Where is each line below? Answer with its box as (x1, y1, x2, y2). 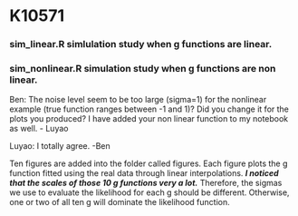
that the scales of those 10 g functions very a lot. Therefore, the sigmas (9, 178, 283, 189)
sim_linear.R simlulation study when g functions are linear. (9, 38, 273, 51)
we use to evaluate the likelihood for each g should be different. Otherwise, (9, 187, 290, 198)
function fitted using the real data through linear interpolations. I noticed (9, 168, 279, 179)
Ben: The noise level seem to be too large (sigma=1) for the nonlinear (9, 94, 267, 105)
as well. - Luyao (9, 123, 69, 134)
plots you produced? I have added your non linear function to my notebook (9, 113, 289, 124)
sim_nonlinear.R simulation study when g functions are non (9, 63, 276, 75)
